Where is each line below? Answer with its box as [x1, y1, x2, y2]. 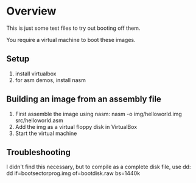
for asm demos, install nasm [15, 76, 86, 83]
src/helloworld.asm [15, 117, 64, 124]
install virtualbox [15, 70, 57, 77]
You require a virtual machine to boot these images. [6, 36, 136, 43]
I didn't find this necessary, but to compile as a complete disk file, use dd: [6, 163, 191, 171]
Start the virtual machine [15, 129, 77, 137]
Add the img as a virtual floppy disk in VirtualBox [15, 123, 138, 130]
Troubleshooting [6, 147, 71, 157]
